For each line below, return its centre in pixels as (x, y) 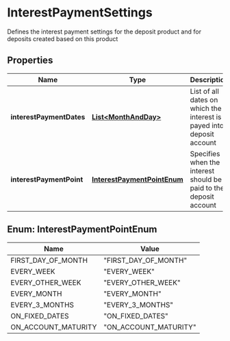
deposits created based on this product (63, 38)
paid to (201, 188)
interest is (206, 116)
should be (206, 179)
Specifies (205, 153)
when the (205, 162)
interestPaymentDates (48, 116)
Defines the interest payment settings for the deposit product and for (104, 31)
